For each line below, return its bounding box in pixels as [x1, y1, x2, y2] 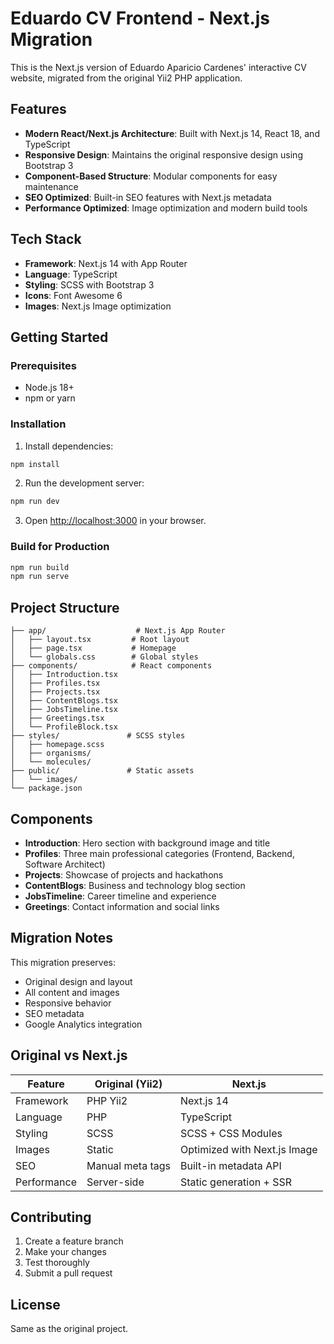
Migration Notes [10, 930, 113, 947]
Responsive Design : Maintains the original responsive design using [24, 148, 303, 161]
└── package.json [10, 783, 83, 794]
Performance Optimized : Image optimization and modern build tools [24, 202, 308, 214]
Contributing [10, 1208, 92, 1226]
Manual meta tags [86, 1158, 171, 1172]
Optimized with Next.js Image [179, 1142, 318, 1156]
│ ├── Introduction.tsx [10, 670, 118, 680]
